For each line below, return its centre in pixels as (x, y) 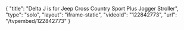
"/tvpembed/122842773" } (38, 21)
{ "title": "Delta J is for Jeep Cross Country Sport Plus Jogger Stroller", (92, 9)
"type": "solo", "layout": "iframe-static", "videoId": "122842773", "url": (91, 15)
